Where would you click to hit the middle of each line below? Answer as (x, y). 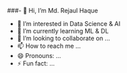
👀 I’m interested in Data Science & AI (69, 24)
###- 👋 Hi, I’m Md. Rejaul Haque (53, 11)
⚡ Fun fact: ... (36, 63)
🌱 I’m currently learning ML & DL (63, 31)
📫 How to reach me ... (49, 46)
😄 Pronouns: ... (39, 56)
